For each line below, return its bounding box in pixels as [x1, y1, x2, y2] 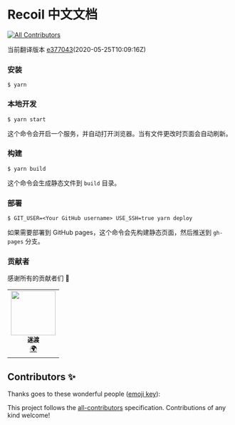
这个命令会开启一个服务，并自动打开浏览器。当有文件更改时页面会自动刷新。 [7, 129, 232, 137]
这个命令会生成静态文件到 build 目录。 [7, 179, 121, 187]
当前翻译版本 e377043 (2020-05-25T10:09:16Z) [7, 45, 146, 53]
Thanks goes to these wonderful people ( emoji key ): [7, 389, 161, 399]
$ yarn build [7, 165, 46, 172]
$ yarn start [7, 115, 46, 123]
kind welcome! [7, 411, 51, 420]
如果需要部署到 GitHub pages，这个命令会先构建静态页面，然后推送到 [7, 229, 212, 237]
